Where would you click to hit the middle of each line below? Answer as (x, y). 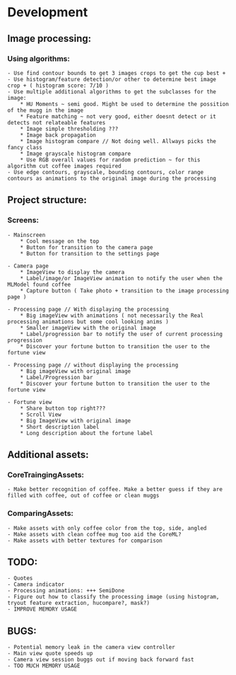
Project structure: (47, 200)
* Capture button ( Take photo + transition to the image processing (125, 291)
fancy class (25, 147)
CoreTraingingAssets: (46, 475)
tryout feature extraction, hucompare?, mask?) (79, 603)
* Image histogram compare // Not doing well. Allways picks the (118, 141)
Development (48, 12)
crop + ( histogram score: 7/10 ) (58, 86)
